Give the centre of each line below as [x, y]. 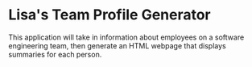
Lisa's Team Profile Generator [109, 15]
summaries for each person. [55, 54]
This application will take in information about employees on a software [126, 37]
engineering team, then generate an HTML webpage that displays [118, 45]
